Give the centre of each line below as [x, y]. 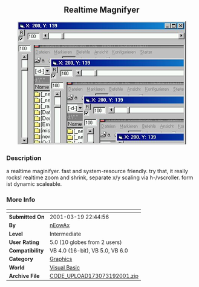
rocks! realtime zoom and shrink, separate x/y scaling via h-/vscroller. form [100, 177]
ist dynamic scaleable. [34, 184]
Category [21, 259]
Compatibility [26, 251]
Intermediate [65, 234]
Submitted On [27, 217]
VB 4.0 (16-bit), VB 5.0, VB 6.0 [89, 251]
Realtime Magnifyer [102, 10]
